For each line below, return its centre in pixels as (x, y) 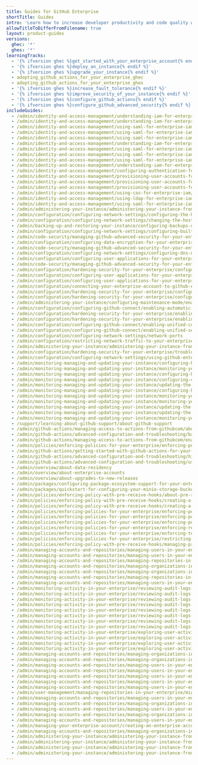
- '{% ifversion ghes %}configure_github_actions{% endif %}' (89, 99)
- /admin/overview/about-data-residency (62, 467)
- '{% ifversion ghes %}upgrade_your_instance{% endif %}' (85, 72)
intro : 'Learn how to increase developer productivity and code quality (97, 22)
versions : (18, 39)
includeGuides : (25, 110)
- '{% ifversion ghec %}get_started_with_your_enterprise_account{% (97, 61)
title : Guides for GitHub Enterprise (52, 12)
